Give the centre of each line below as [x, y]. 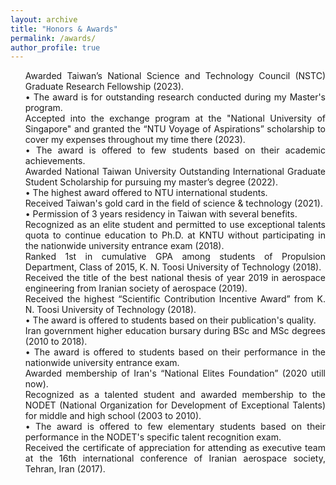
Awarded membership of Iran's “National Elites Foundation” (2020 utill [175, 373]
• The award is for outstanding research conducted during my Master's [175, 97]
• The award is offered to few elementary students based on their [175, 427]
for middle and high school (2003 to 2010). [113, 416]
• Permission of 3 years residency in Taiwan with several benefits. [161, 214]
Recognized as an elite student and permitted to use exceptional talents [175, 225]
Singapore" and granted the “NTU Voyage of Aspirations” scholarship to [175, 129]
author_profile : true [55, 47]
